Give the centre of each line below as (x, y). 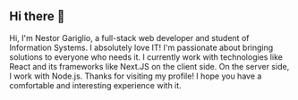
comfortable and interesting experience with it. (95, 85)
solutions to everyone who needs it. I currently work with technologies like (146, 57)
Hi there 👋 (37, 17)
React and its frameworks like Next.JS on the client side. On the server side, (149, 66)
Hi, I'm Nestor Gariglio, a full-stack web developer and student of (129, 37)
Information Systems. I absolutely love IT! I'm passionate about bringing (141, 47)
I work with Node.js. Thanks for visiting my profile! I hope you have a (136, 76)
